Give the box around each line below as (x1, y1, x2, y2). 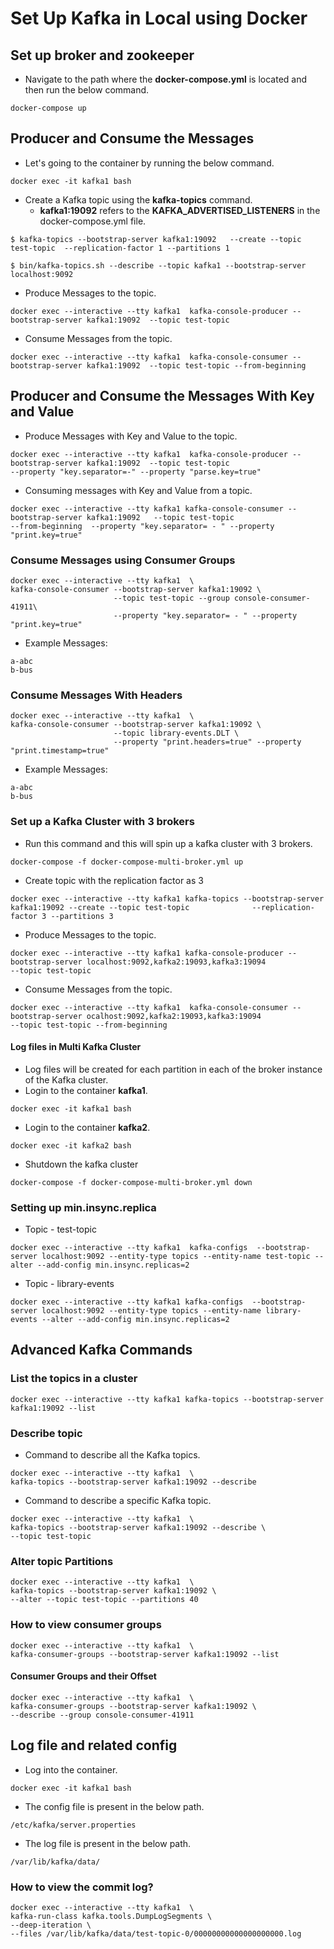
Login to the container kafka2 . (24, 1121, 151, 1133)
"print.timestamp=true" (10, 746, 110, 756)
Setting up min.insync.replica (10, 1200, 157, 1214)
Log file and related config (10, 1737, 178, 1754)
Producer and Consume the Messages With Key (10, 388, 315, 405)
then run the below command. (24, 84, 150, 96)
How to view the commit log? (10, 1880, 154, 1894)
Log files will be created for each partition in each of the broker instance (24, 1063, 323, 1075)
